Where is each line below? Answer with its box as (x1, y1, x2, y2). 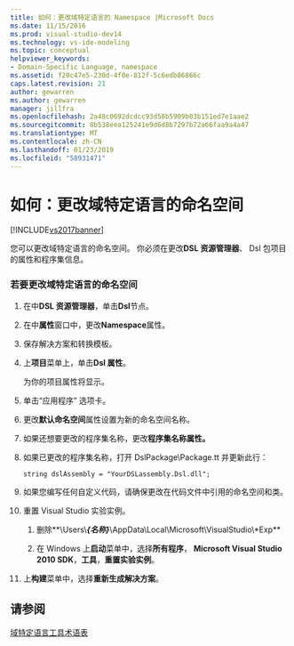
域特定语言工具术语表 (10, 626, 88, 637)
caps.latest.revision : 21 (10, 79, 106, 88)
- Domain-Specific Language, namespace (10, 63, 158, 72)
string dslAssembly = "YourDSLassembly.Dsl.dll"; (22, 469, 211, 479)
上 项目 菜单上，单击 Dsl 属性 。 (22, 357, 131, 367)
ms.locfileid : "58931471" (10, 153, 106, 163)
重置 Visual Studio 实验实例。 (22, 505, 131, 516)
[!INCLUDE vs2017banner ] (10, 224, 105, 236)
